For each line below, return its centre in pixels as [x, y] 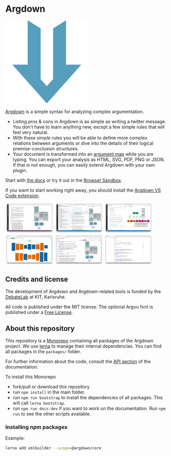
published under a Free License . [39, 312]
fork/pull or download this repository [51, 387]
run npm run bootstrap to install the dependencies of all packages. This [88, 398]
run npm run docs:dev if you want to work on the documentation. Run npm [89, 408]
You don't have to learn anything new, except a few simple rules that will [89, 127]
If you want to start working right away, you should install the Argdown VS [83, 190]
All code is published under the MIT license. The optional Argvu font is [79, 307]
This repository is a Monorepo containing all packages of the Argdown [79, 341]
